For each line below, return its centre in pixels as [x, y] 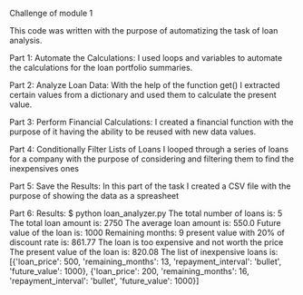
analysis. [26, 40]
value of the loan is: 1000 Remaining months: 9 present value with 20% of [147, 232]
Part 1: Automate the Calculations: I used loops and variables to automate [146, 58]
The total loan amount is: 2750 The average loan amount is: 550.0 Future [145, 223]
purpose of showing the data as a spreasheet [94, 196]
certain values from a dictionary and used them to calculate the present [143, 95]
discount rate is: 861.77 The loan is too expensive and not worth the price [147, 242]
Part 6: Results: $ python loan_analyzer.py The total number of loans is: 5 [146, 213]
